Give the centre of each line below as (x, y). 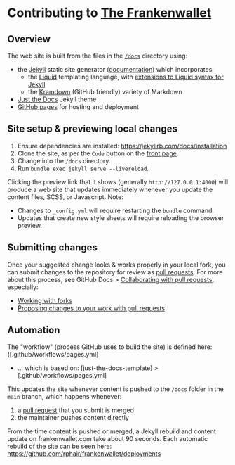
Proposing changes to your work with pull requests (91, 308)
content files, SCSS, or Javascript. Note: (66, 197)
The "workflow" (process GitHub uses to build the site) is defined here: (110, 347)
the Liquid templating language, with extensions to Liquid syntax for (126, 77)
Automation (34, 330)
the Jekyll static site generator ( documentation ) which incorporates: (115, 69)
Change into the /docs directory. (64, 160)
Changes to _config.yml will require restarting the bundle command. (116, 210)
